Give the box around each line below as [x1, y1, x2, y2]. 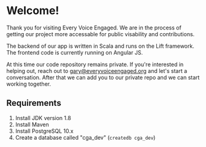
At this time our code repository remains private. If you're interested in [6, 61, 184, 68]
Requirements [6, 98, 61, 108]
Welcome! [6, 4, 59, 18]
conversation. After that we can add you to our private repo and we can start [6, 73, 200, 81]
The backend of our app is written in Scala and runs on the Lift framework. [6, 42, 194, 50]
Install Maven [15, 121, 49, 128]
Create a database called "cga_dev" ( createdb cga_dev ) [15, 134, 156, 141]
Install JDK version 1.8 [15, 114, 72, 121]
